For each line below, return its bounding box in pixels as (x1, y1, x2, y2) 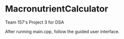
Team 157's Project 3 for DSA (5, 19, 64, 25)
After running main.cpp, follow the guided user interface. (5, 28, 120, 34)
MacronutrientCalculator (5, 3, 109, 14)
